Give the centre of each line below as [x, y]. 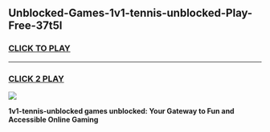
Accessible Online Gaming [53, 119]
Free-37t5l [35, 26]
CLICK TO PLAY [39, 49]
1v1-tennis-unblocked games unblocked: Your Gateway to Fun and [121, 110]
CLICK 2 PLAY [36, 78]
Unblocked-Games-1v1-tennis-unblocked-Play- [131, 13]
